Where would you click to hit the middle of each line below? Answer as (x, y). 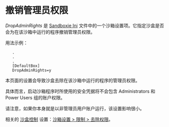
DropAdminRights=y (32, 70)
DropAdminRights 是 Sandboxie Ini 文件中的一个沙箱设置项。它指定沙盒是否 (85, 26)
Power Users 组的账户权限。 (35, 97)
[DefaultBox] (26, 66)
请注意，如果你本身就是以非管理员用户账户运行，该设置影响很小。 (75, 108)
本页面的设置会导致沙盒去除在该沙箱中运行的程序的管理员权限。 (72, 80)
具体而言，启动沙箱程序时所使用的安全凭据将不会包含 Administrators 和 (80, 91)
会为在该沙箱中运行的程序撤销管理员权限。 (50, 32)
